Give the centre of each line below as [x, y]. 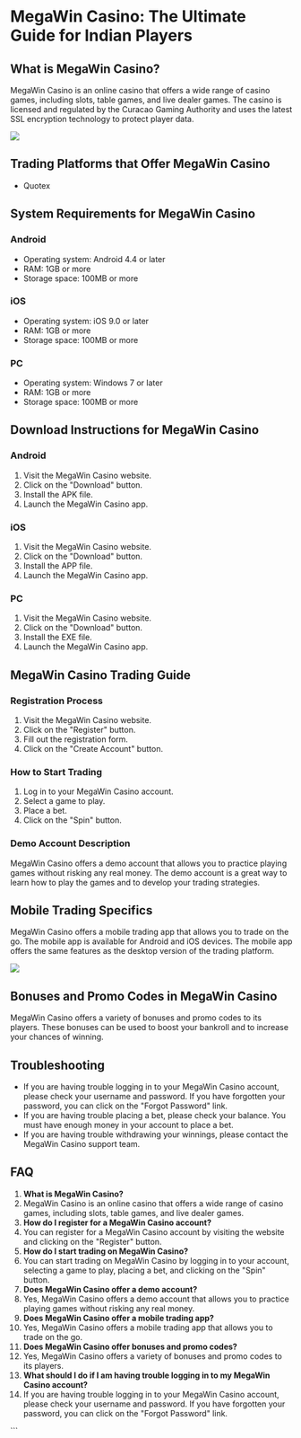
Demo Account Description [70, 843]
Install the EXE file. [57, 637]
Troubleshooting [58, 1065]
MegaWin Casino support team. [82, 1144]
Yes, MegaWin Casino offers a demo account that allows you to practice [156, 1299]
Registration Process [57, 701]
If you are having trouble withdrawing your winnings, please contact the [156, 1134]
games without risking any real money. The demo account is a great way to [149, 872]
